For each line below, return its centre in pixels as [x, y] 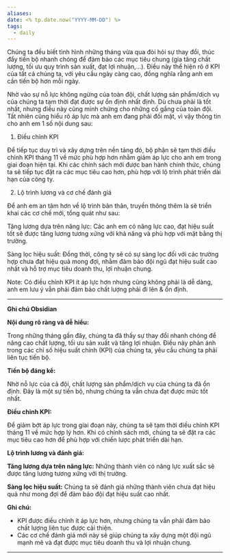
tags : [15, 26]
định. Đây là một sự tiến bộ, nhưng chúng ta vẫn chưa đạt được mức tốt [108, 391]
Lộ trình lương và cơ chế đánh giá [64, 193]
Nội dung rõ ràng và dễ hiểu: [48, 322]
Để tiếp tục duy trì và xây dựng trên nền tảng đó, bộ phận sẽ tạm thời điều [111, 150]
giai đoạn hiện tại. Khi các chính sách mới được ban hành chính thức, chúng [114, 165]
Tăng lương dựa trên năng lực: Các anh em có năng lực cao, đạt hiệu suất [111, 226]
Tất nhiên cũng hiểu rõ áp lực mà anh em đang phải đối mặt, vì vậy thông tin [114, 117]
